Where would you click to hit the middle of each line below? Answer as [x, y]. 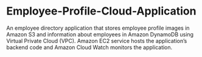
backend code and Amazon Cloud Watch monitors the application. [89, 47]
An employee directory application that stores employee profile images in [98, 28]
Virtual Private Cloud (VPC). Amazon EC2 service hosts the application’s [97, 41]
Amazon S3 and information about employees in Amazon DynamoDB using [100, 34]
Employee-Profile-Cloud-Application [101, 11]
